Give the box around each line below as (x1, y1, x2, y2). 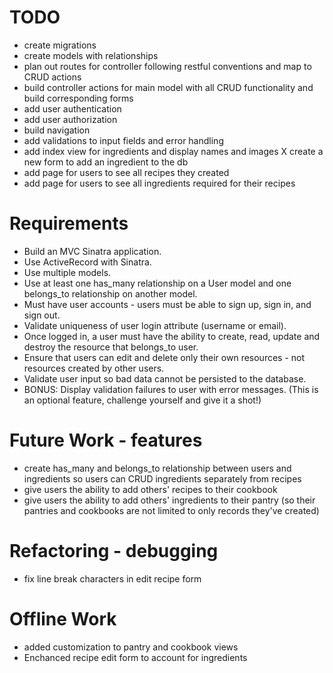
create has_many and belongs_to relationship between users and (23, 462, 292, 474)
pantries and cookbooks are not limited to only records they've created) (23, 504, 320, 516)
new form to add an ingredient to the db (23, 156, 189, 168)
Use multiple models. (23, 266, 112, 278)
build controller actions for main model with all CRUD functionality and (23, 81, 314, 93)
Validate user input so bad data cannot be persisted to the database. (23, 372, 307, 385)
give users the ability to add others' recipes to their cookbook (23, 483, 278, 495)
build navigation (23, 124, 91, 136)
